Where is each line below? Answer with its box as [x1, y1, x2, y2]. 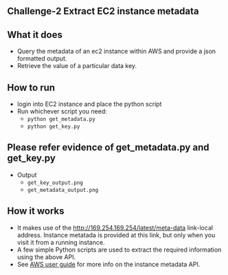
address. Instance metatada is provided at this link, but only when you [16, 230, 216, 239]
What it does [7, 29, 63, 41]
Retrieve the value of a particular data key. [16, 62, 137, 70]
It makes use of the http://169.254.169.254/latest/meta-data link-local [16, 223, 214, 232]
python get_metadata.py [27, 116, 96, 123]
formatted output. [16, 54, 67, 63]
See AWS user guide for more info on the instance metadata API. [16, 260, 201, 268]
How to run [7, 82, 56, 93]
